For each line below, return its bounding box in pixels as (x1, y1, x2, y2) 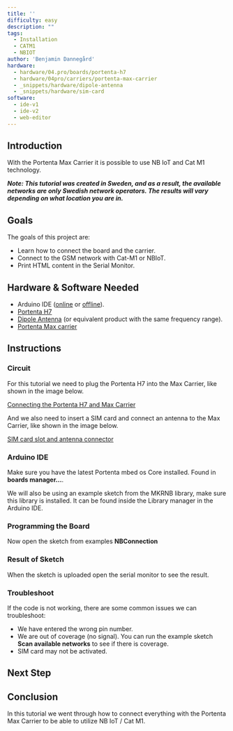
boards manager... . (7, 475, 64, 484)
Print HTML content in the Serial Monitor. (17, 261, 135, 269)
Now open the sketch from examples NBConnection (7, 537, 158, 545)
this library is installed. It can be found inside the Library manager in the (7, 496, 213, 505)
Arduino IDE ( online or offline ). (17, 300, 105, 309)
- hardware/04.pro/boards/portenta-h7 (13, 68, 127, 75)
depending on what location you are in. (7, 194, 123, 202)
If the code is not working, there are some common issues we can (7, 603, 197, 612)
